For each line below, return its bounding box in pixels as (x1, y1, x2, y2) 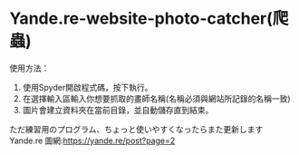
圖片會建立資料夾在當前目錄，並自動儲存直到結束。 (22, 104, 214, 115)
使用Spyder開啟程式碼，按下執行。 (22, 82, 153, 92)
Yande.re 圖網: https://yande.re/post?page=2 (9, 135, 176, 146)
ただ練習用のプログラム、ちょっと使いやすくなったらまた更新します (9, 123, 264, 134)
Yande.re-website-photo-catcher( (9, 8, 274, 29)
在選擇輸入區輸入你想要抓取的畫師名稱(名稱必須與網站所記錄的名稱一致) (22, 92, 292, 104)
